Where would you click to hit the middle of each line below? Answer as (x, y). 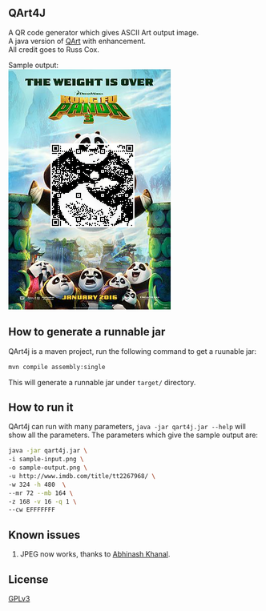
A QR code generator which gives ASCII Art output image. (103, 32)
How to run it (41, 407)
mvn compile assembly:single (57, 367)
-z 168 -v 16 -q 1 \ (43, 501)
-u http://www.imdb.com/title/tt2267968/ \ (82, 476)
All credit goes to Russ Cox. (54, 49)
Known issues (44, 535)
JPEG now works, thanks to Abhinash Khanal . (95, 554)
